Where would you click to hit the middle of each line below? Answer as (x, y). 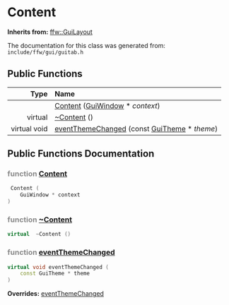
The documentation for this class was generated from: (87, 45)
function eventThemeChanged (61, 253)
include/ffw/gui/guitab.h (45, 52)
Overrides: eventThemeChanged (56, 294)
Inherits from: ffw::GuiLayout (50, 32)
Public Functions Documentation (81, 154)
